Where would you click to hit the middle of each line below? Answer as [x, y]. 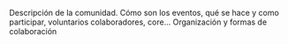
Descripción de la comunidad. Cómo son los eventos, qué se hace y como [144, 13]
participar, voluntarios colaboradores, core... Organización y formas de [138, 22]
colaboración [33, 31]
